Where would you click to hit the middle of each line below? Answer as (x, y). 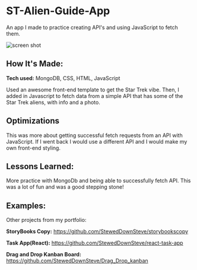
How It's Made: (35, 64)
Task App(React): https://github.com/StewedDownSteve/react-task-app (95, 243)
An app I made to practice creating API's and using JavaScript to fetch (92, 27)
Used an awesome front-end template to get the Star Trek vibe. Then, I (93, 90)
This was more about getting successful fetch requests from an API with (94, 135)
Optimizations (33, 121)
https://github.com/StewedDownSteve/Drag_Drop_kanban (77, 261)
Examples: (26, 206)
